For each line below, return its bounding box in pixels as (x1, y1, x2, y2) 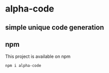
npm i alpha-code (5, 63, 41, 68)
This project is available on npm (5, 53, 71, 59)
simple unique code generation (5, 23, 104, 32)
